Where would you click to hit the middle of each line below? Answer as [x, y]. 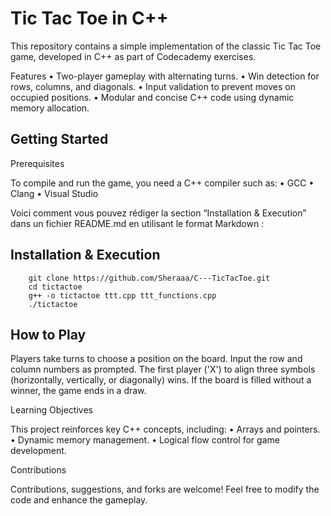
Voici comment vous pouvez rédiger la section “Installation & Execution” [158, 213]
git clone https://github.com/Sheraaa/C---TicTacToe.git [149, 278]
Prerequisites [37, 163]
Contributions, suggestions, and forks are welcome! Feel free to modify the [165, 489]
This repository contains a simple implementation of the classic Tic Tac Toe [166, 46]
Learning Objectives [51, 410]
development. [38, 451]
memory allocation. [50, 108]
